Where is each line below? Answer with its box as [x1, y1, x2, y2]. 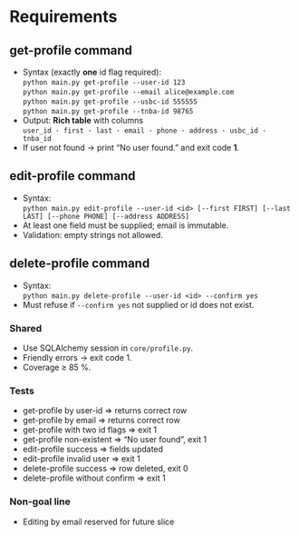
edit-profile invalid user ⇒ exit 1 [22, 453, 140, 464]
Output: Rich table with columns [22, 115, 143, 125]
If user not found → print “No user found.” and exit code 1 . [22, 143, 240, 153]
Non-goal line [9, 495, 71, 508]
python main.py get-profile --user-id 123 [22, 78, 186, 87]
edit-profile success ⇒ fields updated [22, 443, 164, 455]
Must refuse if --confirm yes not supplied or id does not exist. [22, 299, 255, 310]
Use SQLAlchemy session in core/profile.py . [22, 342, 194, 353]
